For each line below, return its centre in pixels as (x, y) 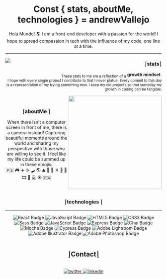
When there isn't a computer (37, 122)
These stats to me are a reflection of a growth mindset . (112, 75)
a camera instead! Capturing (36, 133)
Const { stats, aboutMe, (83, 9)
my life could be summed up (36, 159)
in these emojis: (37, 165)
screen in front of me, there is (37, 127)
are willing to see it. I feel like (36, 154)
